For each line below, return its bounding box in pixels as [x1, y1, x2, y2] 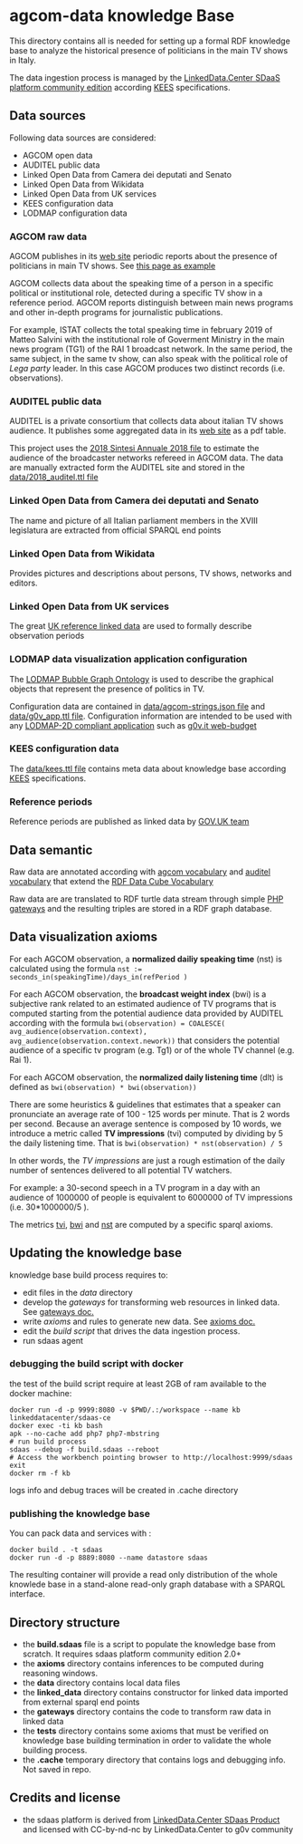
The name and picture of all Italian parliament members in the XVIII [9, 515, 258, 526]
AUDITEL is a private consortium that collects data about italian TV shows [9, 416, 284, 427]
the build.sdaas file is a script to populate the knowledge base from [22, 1638, 276, 1649]
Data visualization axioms [9, 930, 158, 945]
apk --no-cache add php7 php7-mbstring [9, 1429, 160, 1438]
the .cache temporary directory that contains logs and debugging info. [22, 1754, 287, 1765]
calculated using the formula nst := [9, 962, 143, 974]
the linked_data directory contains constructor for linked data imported [22, 1686, 289, 1697]
